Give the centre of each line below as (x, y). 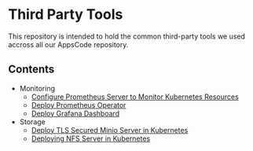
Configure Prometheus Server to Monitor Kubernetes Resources (135, 97)
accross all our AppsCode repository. (68, 44)
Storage (32, 122)
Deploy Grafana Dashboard (75, 113)
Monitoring (37, 88)
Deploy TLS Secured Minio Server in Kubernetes (110, 130)
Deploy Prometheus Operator (79, 105)
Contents (31, 70)
